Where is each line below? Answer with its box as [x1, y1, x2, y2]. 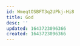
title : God [6, 14, 34, 20]
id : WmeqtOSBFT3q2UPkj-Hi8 [6, 8, 75, 15]
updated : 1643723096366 [6, 25, 67, 32]
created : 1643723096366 [6, 31, 67, 37]
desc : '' [6, 20, 28, 26]
